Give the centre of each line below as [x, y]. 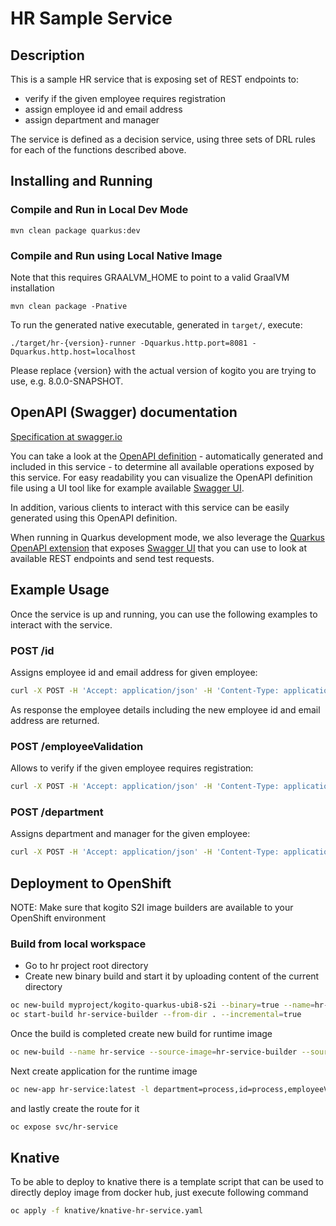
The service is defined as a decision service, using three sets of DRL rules [163, 139]
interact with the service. [61, 624]
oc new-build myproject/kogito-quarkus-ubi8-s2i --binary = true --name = [162, 1005]
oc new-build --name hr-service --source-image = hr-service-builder [154, 1052]
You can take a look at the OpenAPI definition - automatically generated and [166, 456]
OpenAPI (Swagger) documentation [124, 412]
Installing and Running [81, 181]
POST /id [32, 650]
